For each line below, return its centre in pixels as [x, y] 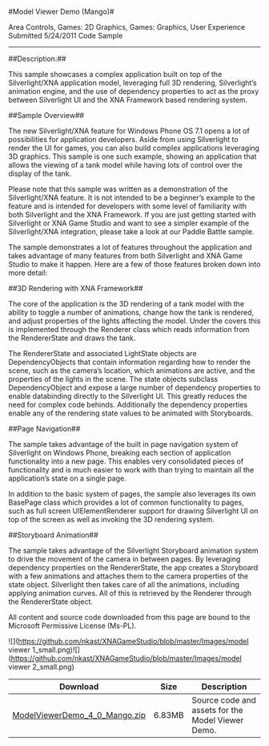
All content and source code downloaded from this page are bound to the [129, 617]
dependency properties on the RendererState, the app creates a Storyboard [133, 568]
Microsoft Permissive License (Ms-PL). [72, 626]
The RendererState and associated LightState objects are [103, 353]
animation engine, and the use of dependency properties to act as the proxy [134, 91]
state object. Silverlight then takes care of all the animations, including [124, 584]
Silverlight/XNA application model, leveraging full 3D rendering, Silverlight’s [133, 83]
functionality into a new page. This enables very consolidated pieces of [126, 461]
